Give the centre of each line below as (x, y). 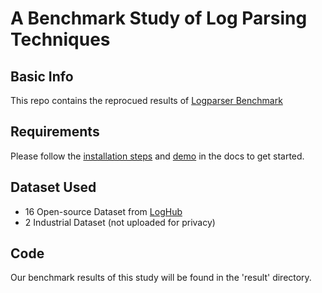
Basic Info (42, 76)
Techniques (60, 39)
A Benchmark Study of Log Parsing (159, 18)
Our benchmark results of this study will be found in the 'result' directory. (161, 278)
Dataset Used (53, 187)
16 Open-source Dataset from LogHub (103, 211)
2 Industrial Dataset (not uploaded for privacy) (120, 222)
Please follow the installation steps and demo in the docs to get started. (157, 156)
